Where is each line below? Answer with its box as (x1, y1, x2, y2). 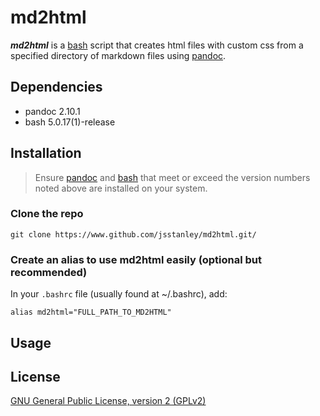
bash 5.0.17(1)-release (24, 116, 116, 128)
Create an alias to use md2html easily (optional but (10, 252, 263, 266)
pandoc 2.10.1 (24, 105, 81, 117)
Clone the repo (10, 207, 84, 221)
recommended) (10, 265, 88, 279)
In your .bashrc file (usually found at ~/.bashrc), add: (10, 288, 228, 300)
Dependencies (10, 79, 103, 96)
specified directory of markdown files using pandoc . (10, 49, 227, 61)
